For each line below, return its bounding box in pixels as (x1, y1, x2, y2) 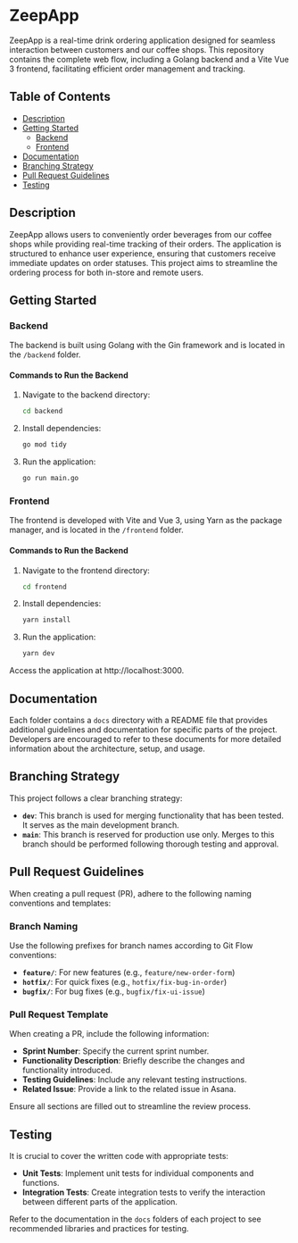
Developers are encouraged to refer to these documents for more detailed (9, 734, 282, 745)
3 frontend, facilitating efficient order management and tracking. (9, 63, 245, 74)
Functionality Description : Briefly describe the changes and (21, 1055, 245, 1066)
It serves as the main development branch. (21, 819, 180, 830)
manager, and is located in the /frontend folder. (9, 524, 185, 536)
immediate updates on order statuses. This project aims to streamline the (9, 257, 278, 268)
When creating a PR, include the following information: (9, 1029, 210, 1039)
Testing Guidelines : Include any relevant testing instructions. (21, 1074, 247, 1085)
